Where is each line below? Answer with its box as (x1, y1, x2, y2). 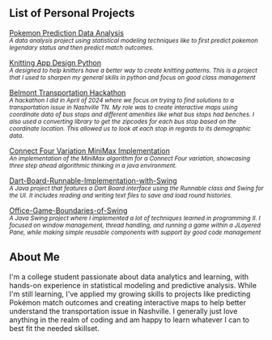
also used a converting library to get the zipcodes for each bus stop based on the (9, 117, 237, 125)
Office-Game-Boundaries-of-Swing (9, 206, 128, 215)
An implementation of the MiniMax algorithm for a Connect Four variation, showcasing (9, 154, 250, 163)
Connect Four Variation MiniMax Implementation (9, 146, 171, 155)
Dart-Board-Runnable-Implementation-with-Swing (9, 176, 177, 185)
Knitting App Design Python (9, 57, 102, 67)
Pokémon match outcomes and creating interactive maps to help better (9, 297, 246, 307)
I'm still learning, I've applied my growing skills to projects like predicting (9, 289, 251, 299)
